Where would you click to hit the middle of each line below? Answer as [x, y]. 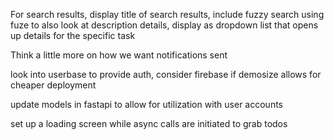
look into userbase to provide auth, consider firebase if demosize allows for [166, 74]
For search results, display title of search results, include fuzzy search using [167, 14]
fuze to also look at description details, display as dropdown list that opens [164, 25]
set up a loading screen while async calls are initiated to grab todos [149, 123]
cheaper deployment [53, 85]
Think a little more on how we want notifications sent [119, 55]
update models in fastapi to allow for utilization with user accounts [147, 104]
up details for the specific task [73, 35]
